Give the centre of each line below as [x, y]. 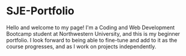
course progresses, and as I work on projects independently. [81, 46]
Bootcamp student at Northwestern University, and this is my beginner [93, 33]
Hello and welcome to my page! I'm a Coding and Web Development [91, 27]
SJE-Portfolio [40, 11]
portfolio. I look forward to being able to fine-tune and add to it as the [92, 40]
